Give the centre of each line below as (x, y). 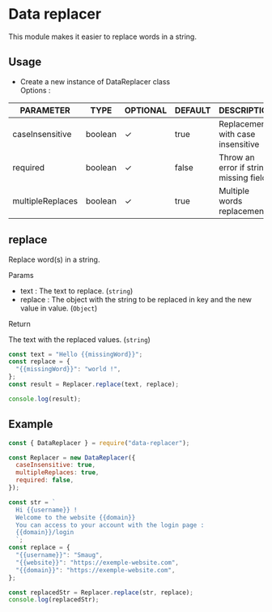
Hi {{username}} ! (47, 510)
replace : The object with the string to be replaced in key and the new (136, 299)
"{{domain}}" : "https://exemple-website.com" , (96, 570)
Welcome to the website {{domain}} (76, 517)
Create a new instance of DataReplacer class (95, 81)
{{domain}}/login (45, 533)
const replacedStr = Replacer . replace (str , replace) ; (101, 593)
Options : (35, 90)
